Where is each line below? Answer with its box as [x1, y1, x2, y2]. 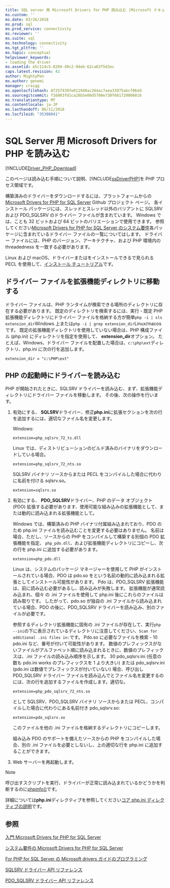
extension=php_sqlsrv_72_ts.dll [12, 436, 81, 441]
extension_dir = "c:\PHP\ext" [5, 356, 70, 361]
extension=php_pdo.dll [12, 556, 61, 562]
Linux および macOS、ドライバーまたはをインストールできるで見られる [5, 254, 154, 260]
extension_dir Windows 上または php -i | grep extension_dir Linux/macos [5, 320, 161, 327]
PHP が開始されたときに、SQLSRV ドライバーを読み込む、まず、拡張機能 [5, 386, 158, 392]
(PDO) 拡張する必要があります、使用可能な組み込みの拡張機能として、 [12, 504, 160, 510]
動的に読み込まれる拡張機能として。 [21, 510, 97, 516]
